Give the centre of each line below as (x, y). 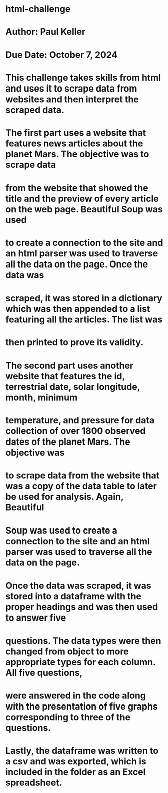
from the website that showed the (77, 188)
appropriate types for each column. (80, 662)
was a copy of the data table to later (81, 486)
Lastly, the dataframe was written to (82, 751)
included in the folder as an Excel (75, 772)
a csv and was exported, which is (76, 762)
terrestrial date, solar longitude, (73, 386)
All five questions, (44, 673)
